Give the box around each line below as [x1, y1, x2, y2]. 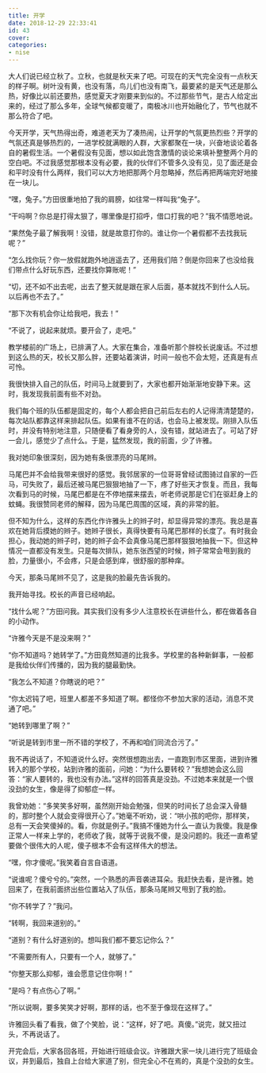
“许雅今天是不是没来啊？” [8, 633, 91, 643]
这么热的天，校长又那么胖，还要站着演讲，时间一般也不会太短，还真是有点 [14, 353, 258, 361]
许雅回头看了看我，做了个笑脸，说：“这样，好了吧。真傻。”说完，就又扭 [8, 1020, 240, 1029]
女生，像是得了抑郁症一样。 [28, 784, 120, 793]
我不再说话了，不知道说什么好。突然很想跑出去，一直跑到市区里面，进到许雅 [8, 755, 258, 763]
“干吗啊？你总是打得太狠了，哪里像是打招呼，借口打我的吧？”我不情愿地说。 [8, 211, 257, 221]
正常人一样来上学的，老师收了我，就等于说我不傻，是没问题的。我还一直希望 [8, 831, 258, 840]
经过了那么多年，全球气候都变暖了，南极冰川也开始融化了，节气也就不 [28, 101, 258, 110]
